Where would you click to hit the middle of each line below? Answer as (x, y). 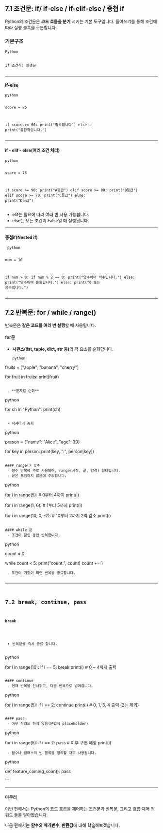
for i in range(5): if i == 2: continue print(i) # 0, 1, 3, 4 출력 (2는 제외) (72, 705)
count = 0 (15, 554)
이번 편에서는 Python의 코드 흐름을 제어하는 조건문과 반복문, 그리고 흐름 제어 (77, 809)
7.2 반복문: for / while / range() (51, 312)
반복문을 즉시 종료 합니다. (35, 644)
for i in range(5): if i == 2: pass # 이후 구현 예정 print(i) (58, 743)
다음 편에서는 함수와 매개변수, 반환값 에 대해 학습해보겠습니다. (63, 825)
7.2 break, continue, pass (46, 602)
